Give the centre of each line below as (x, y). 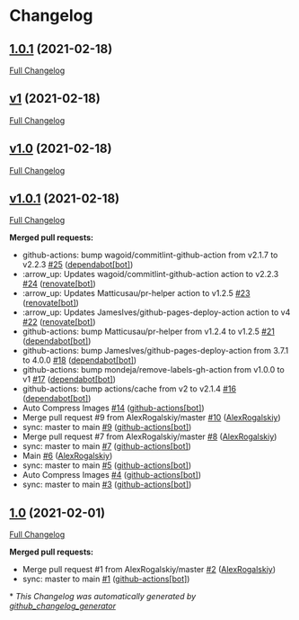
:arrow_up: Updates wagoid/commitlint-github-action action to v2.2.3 (150, 274)
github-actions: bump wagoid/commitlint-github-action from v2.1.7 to (150, 255)
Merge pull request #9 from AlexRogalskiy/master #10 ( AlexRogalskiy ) (151, 418)
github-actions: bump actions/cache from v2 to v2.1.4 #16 (129, 389)
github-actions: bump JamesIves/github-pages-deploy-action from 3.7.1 (155, 351)
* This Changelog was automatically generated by (103, 597)
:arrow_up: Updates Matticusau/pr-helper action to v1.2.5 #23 (136, 293)
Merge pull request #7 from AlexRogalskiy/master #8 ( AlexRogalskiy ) (149, 436)
